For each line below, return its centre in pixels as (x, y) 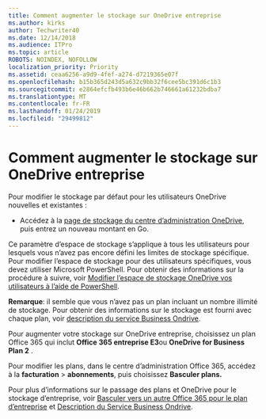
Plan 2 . (21, 350)
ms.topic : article (38, 52)
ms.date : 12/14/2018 (42, 38)
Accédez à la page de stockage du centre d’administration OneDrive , (132, 220)
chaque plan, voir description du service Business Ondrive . (104, 318)
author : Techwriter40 (44, 30)
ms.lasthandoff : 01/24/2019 (55, 112)
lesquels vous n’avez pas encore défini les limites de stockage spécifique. (129, 252)
